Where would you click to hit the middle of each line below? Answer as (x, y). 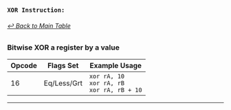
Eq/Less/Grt (63, 83)
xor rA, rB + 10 (115, 90)
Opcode (24, 65)
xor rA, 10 (107, 76)
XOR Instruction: (36, 10)
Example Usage (115, 65)
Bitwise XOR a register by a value (64, 47)
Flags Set (63, 65)
